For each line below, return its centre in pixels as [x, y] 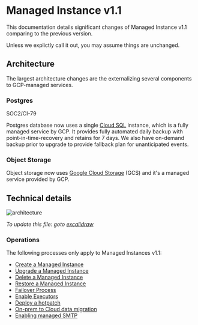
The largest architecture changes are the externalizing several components [99, 78]
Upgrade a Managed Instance [52, 271]
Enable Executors [37, 296]
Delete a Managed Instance [49, 278]
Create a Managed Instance [49, 264]
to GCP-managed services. [40, 85]
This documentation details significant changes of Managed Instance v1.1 [97, 27]
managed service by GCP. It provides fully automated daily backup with [94, 132]
